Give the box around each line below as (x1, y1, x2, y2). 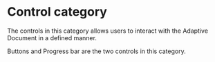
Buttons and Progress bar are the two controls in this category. (7, 47, 186, 55)
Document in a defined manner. (7, 33, 97, 42)
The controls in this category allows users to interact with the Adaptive (7, 27, 209, 35)
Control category (7, 4, 107, 20)
